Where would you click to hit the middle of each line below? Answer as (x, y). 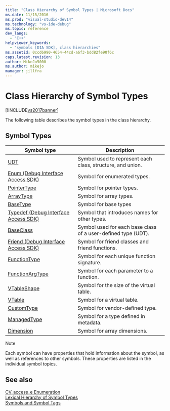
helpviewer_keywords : (28, 43)
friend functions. (97, 248)
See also (19, 380)
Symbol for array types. (106, 196)
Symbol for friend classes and (113, 241)
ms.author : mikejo (25, 66)
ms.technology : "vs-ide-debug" (38, 24)
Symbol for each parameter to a (115, 270)
